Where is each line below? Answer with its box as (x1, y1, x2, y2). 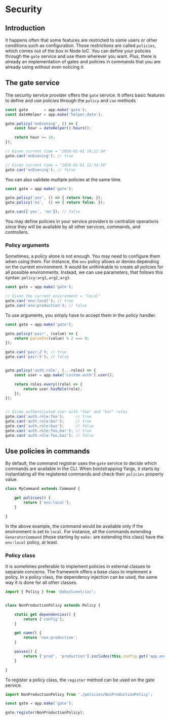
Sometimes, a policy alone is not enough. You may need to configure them (5, 253, 160, 259)
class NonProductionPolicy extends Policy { (5, 603, 101, 608)
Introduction (5, 24, 46, 32)
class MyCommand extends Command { (5, 486, 80, 491)
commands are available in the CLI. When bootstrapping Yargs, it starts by (5, 465, 160, 472)
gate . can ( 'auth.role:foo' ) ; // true (5, 414, 92, 419)
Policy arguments (5, 241, 50, 248)
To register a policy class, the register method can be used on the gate (5, 676, 155, 683)
